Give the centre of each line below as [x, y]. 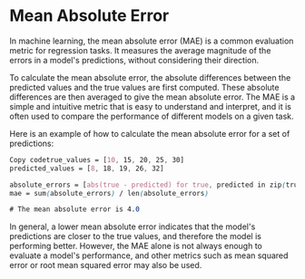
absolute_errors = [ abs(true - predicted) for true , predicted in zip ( [148, 185]
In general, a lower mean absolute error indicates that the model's [133, 226]
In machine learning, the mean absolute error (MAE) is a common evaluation [152, 41]
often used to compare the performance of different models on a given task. [152, 116]
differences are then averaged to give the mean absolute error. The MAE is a [152, 97]
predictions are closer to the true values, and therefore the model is [135, 236]
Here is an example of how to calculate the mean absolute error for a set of [150, 133]
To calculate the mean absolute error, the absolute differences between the [150, 77]
